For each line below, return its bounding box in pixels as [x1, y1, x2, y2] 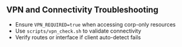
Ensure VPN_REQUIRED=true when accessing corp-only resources [15, 20, 176, 28]
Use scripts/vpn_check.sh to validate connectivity [15, 27, 142, 34]
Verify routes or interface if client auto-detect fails [15, 33, 141, 41]
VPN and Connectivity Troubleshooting [6, 5, 159, 15]
